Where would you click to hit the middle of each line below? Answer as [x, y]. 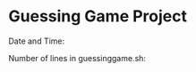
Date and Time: [37, 41]
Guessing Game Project [98, 16]
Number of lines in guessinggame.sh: [77, 58]
